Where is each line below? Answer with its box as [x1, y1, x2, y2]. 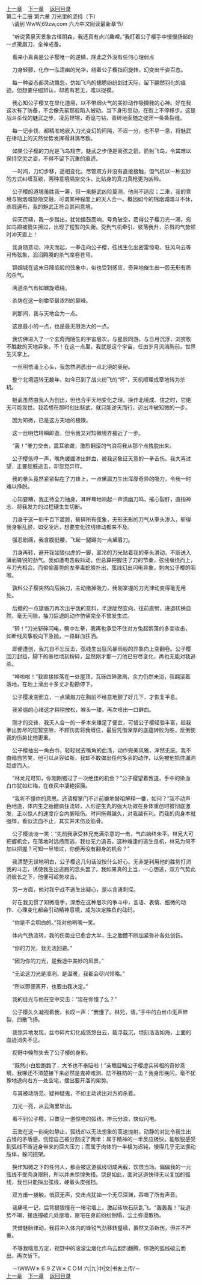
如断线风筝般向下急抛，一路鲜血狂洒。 [6, 632, 101, 639]
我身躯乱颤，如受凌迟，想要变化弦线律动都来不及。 [6, 523, 133, 531]
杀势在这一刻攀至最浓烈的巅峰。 [11, 297, 91, 304]
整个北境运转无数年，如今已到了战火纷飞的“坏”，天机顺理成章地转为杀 [11, 376, 186, 383]
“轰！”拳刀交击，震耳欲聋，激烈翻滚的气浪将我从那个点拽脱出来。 [11, 442, 176, 449]
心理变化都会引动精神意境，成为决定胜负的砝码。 [16, 906, 138, 913]
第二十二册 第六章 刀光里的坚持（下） [6, 13, 99, 20]
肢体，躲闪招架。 [6, 1151, 49, 1157]
